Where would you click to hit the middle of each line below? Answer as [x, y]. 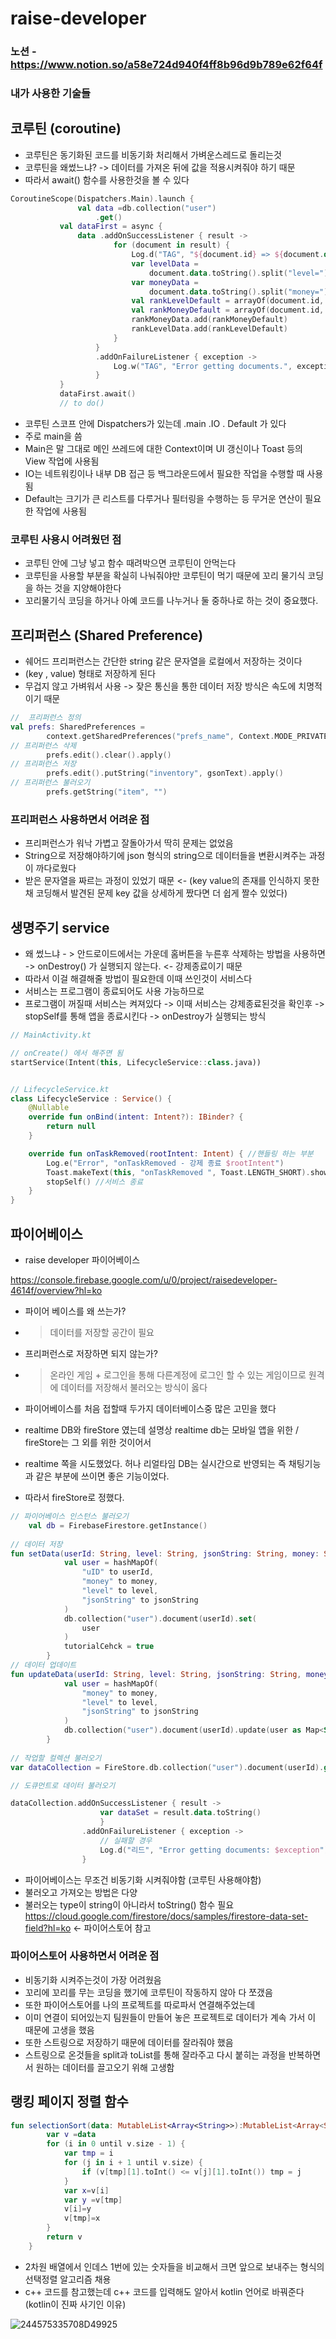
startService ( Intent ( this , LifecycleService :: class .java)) [136, 1062]
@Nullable [49, 1108]
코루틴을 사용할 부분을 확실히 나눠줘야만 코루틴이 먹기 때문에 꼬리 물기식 [165, 576]
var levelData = [165, 263]
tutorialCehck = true [109, 1647]
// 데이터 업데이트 [43, 1665]
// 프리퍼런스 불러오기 [50, 783]
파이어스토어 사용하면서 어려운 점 [85, 1956]
